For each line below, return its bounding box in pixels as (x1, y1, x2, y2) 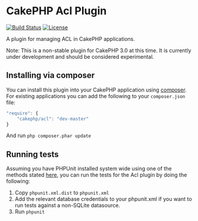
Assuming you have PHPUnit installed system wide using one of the (6, 165, 172, 172)
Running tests (6, 149, 59, 159)
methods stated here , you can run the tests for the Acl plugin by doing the (6, 171, 187, 179)
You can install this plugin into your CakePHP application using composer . (6, 86, 187, 93)
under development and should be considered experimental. (6, 53, 155, 60)
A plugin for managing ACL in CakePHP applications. (6, 35, 135, 42)
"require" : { (6, 110, 39, 116)
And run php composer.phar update (6, 132, 92, 139)
